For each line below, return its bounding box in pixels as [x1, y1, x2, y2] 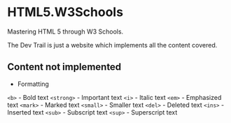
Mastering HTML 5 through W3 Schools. [7, 27, 124, 36]
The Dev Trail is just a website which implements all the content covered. [7, 41, 218, 49]
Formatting [17, 80, 49, 88]
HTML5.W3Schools [7, 4, 124, 20]
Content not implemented [7, 61, 122, 73]
